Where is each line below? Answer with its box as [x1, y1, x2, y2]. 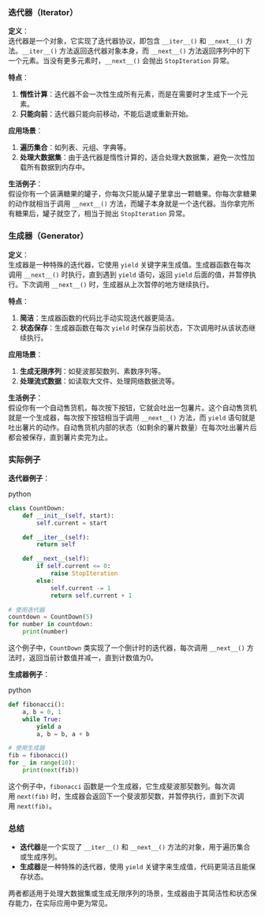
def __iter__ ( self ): [22, 533, 90, 541]
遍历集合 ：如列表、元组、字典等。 [19, 143, 131, 152]
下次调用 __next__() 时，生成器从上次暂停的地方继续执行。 [21, 279, 214, 289]
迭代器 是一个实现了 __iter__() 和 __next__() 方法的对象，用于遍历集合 [19, 842, 251, 852]
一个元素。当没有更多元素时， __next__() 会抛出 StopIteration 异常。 [8, 56, 234, 65]
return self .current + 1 [50, 592, 132, 599]
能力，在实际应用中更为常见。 [14, 898, 112, 908]
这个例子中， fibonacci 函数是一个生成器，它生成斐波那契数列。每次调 [8, 781, 236, 790]
